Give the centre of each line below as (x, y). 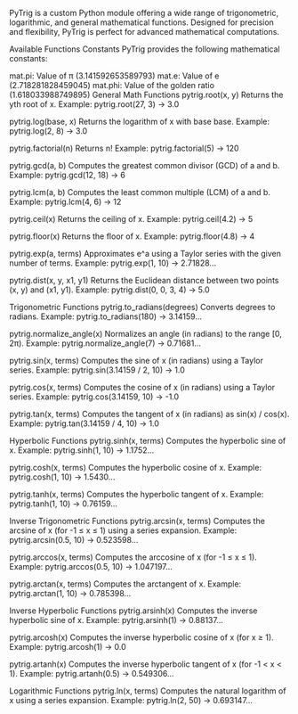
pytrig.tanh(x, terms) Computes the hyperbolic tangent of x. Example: (137, 494)
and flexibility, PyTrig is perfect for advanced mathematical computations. (145, 32)
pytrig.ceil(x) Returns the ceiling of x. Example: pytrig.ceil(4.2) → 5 (131, 219)
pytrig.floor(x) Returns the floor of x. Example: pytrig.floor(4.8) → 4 (132, 236)
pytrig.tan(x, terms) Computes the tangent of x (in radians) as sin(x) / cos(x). (149, 414)
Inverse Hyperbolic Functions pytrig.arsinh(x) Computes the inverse (133, 611)
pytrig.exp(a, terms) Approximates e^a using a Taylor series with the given (145, 254)
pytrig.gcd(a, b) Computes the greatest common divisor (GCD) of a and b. (145, 165)
